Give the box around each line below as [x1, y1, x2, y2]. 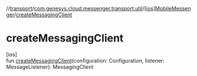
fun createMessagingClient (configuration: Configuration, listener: [6, 57, 165, 64]
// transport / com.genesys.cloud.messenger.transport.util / [6, 5, 145, 12]
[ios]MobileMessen [144, 5, 191, 12]
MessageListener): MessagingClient [6, 63, 94, 70]
